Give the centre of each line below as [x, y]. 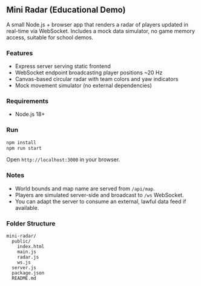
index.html [31, 247]
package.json [28, 273]
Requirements [28, 101]
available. [27, 207]
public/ [21, 241]
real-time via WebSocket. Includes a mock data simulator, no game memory [101, 31]
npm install [21, 142]
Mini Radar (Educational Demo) [66, 10]
